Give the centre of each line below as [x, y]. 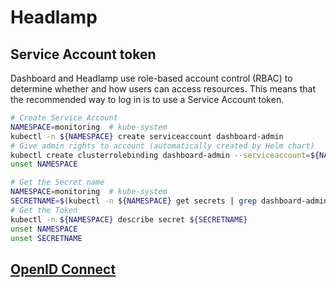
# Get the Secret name [57, 182]
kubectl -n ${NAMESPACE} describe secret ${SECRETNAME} [129, 219]
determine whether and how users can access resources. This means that [163, 89]
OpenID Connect [63, 269]
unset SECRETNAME [46, 238]
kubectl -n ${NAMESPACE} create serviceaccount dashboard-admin [147, 136]
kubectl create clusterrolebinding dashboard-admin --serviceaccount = [160, 155]
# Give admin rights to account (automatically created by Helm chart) [162, 146]
